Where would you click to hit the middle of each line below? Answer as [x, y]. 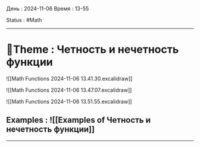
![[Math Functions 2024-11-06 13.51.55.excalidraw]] [69, 101]
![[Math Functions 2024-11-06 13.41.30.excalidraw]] [69, 78]
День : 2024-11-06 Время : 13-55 [48, 9]
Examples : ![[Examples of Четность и [78, 120]
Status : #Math [24, 20]
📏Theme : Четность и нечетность [93, 49]
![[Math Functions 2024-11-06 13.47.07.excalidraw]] [69, 90]
